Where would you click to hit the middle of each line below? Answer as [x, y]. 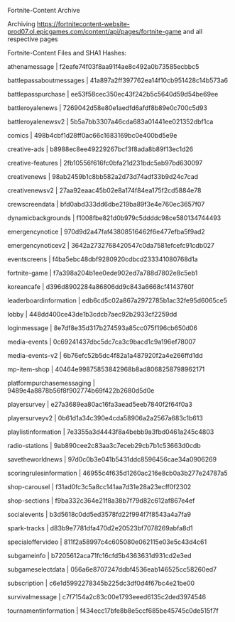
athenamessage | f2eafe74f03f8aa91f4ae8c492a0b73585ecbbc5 [103, 66]
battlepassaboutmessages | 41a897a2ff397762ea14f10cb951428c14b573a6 [118, 80]
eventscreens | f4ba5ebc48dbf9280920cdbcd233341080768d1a [103, 259]
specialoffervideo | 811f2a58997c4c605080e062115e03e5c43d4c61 [107, 542]
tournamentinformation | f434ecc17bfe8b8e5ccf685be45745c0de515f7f [113, 611]
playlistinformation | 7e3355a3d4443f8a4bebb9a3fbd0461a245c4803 [111, 432]
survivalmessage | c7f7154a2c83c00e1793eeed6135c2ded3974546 [107, 597]
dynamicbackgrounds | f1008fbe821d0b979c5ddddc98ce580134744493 [114, 218]
